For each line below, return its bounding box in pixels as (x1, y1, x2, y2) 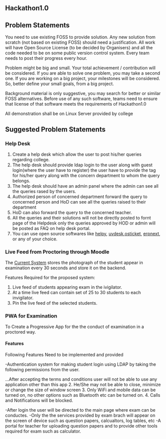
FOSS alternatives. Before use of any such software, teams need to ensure (5, 96, 158, 102)
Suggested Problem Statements (5, 125, 106, 133)
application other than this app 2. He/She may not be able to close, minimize (5, 381, 161, 387)
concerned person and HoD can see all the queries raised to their (12, 199, 146, 205)
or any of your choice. (12, 236, 58, 242)
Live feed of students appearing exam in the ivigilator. (12, 284, 122, 290)
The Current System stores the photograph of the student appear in (5, 260, 144, 266)
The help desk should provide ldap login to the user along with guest (12, 162, 153, 168)
